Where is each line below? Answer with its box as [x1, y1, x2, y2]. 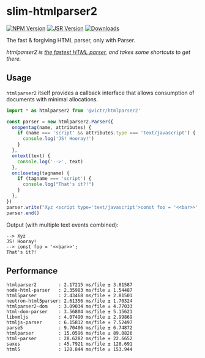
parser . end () [6, 210, 40, 216]
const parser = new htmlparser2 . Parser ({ [6, 119, 114, 125]
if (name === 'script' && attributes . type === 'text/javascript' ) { [17, 130, 196, 136]
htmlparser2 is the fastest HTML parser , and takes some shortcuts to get [6, 48, 191, 56]
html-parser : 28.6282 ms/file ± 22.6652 [6, 336, 133, 342]
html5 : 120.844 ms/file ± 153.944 [6, 346, 133, 352]
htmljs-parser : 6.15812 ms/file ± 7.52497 [6, 319, 133, 326]
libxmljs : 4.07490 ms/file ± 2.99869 [6, 314, 133, 321]
